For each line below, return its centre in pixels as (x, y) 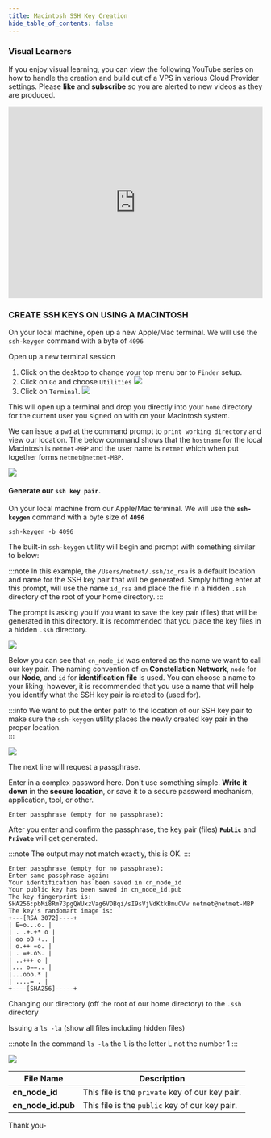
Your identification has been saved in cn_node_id (95, 883)
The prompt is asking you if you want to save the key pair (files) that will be (133, 613)
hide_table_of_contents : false (61, 23)
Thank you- (27, 1125)
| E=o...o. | (30, 926)
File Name (44, 1079)
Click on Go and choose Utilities (76, 382)
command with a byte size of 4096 (88, 517)
